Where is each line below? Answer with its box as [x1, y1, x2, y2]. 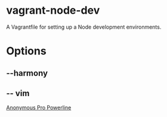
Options [6, 44, 47, 58]
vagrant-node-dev [6, 4, 100, 17]
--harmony [6, 68, 48, 78]
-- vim [6, 88, 30, 98]
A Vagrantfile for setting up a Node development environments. [6, 23, 162, 30]
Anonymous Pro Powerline [6, 104, 72, 111]
